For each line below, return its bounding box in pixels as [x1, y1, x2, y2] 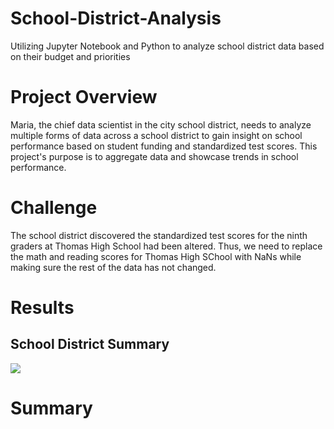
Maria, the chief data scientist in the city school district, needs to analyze [10, 118, 312, 131]
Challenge [10, 197, 98, 219]
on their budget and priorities [10, 50, 131, 62]
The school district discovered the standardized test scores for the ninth [10, 229, 308, 241]
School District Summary [10, 336, 170, 353]
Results [10, 297, 75, 319]
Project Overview [10, 86, 158, 109]
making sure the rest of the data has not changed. [10, 261, 217, 273]
